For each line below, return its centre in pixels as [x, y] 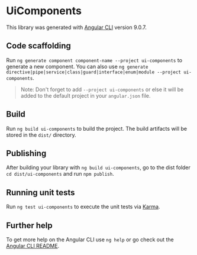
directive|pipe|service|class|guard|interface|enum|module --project [94, 72]
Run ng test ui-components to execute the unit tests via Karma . [83, 207]
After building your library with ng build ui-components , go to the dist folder [98, 167]
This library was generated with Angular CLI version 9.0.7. [76, 27]
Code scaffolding [38, 46]
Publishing [26, 153]
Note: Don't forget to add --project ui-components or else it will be [102, 89]
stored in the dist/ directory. [41, 135]
